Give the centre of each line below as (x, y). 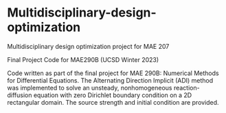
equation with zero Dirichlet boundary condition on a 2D (113, 95)
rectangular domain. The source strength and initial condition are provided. (113, 102)
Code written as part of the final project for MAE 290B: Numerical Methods (113, 73)
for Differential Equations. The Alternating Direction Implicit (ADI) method (110, 80)
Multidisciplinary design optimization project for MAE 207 (88, 46)
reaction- (187, 88)
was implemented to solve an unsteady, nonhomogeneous (90, 88)
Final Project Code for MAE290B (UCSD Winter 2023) (83, 59)
